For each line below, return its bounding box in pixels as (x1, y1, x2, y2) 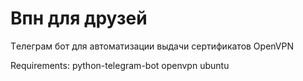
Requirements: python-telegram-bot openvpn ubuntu (10, 59, 230, 71)
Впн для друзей (10, 7, 148, 30)
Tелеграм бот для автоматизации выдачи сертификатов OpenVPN (10, 40, 295, 52)
